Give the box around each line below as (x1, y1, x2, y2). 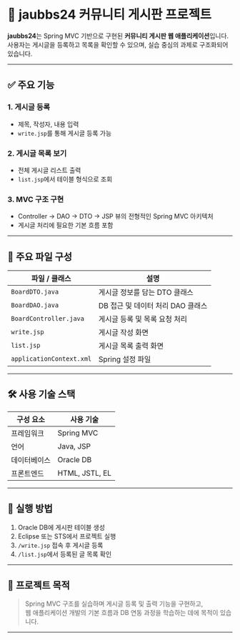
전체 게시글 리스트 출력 (17, 166, 81, 174)
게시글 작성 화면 (99, 328, 149, 338)
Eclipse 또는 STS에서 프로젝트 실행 (17, 531, 116, 540)
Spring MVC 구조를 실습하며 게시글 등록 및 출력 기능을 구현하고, (24, 599, 204, 608)
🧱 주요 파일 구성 (7, 251, 73, 263)
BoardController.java (11, 315, 84, 323)
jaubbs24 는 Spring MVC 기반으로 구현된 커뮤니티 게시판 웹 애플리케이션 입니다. (7, 31, 229, 40)
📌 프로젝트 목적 (7, 579, 70, 591)
